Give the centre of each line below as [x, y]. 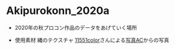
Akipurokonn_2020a [58, 11]
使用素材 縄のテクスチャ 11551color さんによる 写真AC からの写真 [92, 40]
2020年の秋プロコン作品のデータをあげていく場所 [76, 27]
